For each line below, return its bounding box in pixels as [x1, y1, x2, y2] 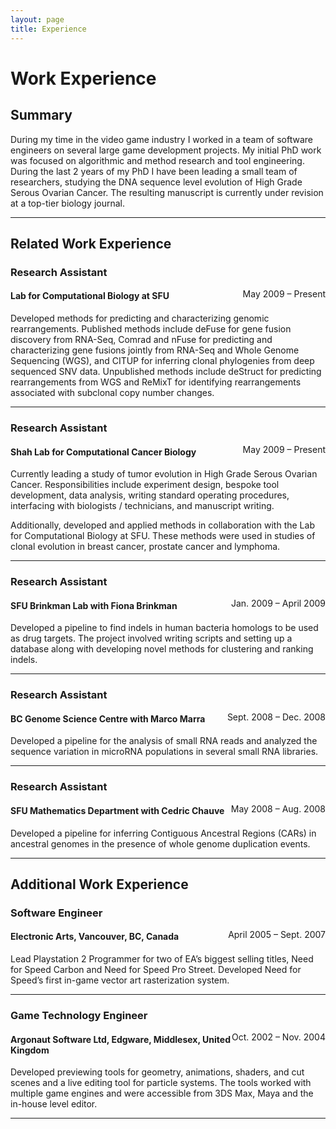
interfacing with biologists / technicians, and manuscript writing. [10, 500, 275, 512]
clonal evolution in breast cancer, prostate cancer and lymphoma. [10, 541, 281, 553]
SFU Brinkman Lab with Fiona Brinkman [10, 599, 178, 611]
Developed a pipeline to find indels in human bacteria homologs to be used [10, 622, 319, 634]
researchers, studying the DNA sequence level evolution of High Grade [10, 176, 303, 188]
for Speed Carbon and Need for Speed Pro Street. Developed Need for [10, 964, 302, 976]
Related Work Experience [10, 235, 172, 252]
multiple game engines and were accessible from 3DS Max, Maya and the [10, 1087, 314, 1100]
